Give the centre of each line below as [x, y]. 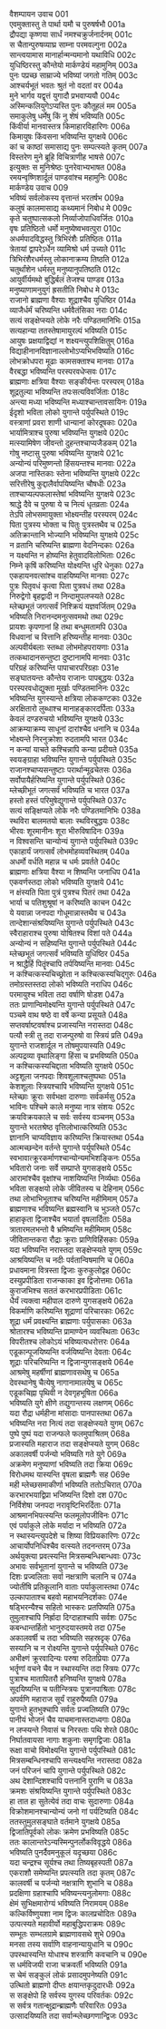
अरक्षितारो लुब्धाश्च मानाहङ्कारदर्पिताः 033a [72, 709]
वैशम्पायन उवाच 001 [39, 14]
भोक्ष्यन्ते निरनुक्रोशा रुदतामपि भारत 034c [69, 739]
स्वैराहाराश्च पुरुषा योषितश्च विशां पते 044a [71, 933]
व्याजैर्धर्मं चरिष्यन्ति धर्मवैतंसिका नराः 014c [69, 310]
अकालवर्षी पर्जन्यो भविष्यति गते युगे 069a [68, 1454]
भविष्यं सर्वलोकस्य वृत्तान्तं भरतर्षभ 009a [67, 198]
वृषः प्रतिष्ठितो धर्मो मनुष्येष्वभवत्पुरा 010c [66, 228]
